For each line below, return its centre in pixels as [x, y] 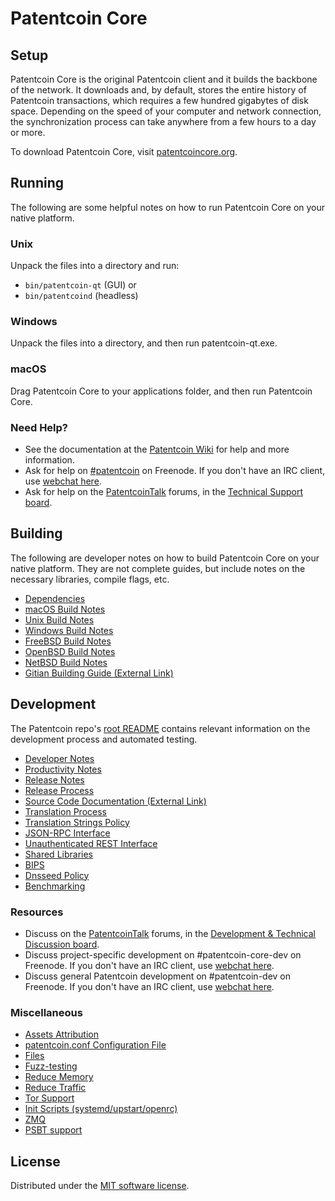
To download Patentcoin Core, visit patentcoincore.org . [124, 151]
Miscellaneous [46, 1012]
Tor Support [49, 1098]
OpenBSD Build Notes [70, 651]
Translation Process [65, 811]
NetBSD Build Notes [66, 662]
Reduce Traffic [55, 1088]
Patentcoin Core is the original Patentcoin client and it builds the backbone [164, 79]
